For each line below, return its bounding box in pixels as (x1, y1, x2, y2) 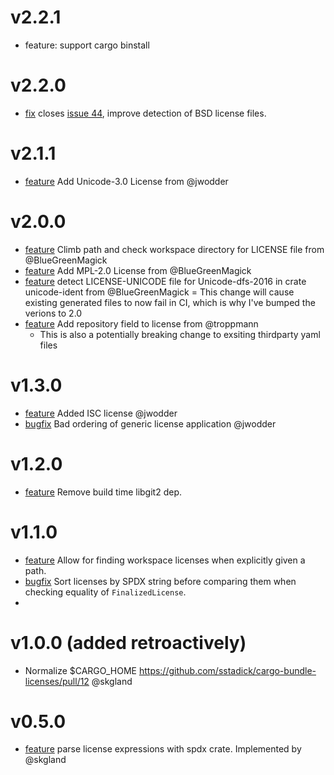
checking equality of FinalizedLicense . (24, 586, 187, 598)
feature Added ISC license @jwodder (24, 407, 178, 419)
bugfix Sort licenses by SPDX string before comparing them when (24, 575, 297, 587)
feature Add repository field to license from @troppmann (24, 317, 259, 330)
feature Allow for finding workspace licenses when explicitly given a (24, 554, 306, 566)
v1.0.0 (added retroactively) (10, 631, 247, 654)
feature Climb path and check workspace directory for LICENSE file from (24, 243, 325, 255)
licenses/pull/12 (24, 675, 90, 687)
